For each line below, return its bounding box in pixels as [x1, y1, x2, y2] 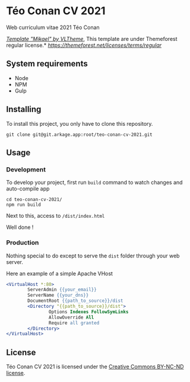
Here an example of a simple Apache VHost [6, 270, 113, 277]
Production [6, 238, 39, 247]
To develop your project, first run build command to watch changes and [6, 179, 183, 186]
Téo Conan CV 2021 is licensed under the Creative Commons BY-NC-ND [6, 363, 184, 370]
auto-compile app [6, 185, 50, 192]
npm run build [6, 202, 42, 208]
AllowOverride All [48, 314, 94, 320]
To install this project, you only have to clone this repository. [6, 120, 153, 127]
